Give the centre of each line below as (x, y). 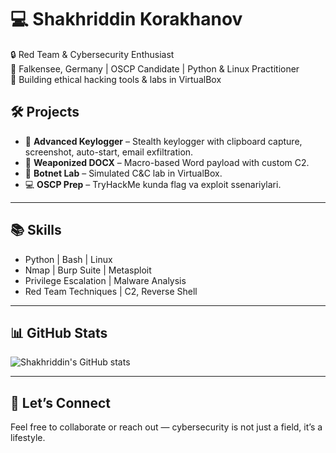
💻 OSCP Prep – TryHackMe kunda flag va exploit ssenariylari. (153, 184)
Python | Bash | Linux (68, 259)
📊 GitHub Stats (59, 332)
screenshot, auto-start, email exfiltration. (109, 152)
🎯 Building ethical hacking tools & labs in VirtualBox (116, 79)
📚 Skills (36, 230)
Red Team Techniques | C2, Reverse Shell (111, 291)
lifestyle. (28, 438)
